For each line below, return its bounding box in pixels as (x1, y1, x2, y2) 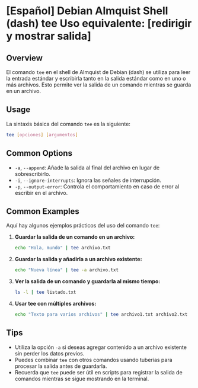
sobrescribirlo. (14, 170, 50, 177)
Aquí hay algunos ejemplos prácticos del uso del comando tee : (6, 222, 160, 229)
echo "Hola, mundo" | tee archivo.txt (14, 245, 111, 251)
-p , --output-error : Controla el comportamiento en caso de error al (14, 182, 180, 190)
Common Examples (6, 206, 80, 216)
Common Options (6, 148, 73, 158)
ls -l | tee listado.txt (14, 289, 76, 296)
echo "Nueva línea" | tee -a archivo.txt (14, 267, 119, 273)
